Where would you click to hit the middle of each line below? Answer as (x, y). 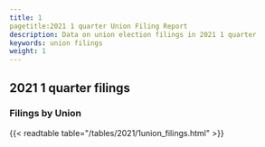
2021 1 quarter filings (70, 88)
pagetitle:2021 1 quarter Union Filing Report (99, 26)
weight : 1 (28, 51)
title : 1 (26, 18)
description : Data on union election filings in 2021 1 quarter (133, 34)
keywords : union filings (56, 43)
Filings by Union (46, 114)
